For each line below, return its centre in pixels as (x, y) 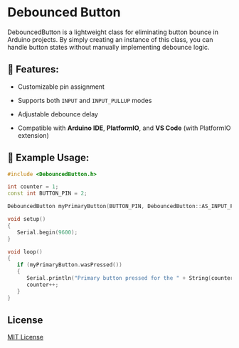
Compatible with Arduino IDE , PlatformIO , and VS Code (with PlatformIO (124, 128)
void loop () (25, 252)
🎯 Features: (33, 69)
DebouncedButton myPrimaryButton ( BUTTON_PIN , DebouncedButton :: (105, 207)
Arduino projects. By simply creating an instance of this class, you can (110, 39)
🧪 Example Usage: (48, 158)
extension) (33, 135)
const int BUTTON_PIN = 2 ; (47, 194)
